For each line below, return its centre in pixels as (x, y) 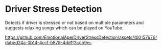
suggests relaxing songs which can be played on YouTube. (64, 27)
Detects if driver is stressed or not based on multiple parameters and (75, 23)
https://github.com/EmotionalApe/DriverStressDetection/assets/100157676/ (81, 37)
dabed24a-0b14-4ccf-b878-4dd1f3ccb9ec (48, 42)
